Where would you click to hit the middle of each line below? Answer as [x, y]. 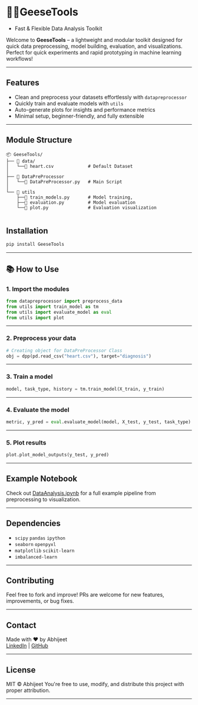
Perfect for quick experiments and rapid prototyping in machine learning [94, 52]
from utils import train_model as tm [52, 307]
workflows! [20, 59]
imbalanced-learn [36, 557]
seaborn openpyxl [35, 544]
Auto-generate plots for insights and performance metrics [85, 109]
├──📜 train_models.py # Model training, [75, 197]
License [21, 670]
